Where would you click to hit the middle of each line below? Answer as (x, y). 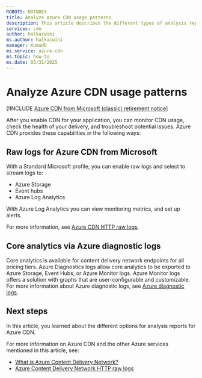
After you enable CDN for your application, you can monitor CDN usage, (95, 120)
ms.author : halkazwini (35, 40)
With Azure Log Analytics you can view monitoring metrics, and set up (93, 209)
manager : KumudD (26, 46)
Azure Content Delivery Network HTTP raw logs (74, 368)
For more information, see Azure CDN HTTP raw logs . (73, 227)
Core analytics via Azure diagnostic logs (84, 246)
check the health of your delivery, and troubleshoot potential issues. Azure (99, 126)
